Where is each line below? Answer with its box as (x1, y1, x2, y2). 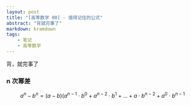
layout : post (6, 8, 40, 15)
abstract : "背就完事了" (6, 20, 62, 26)
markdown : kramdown (6, 25, 56, 32)
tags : (6, 32, 20, 38)
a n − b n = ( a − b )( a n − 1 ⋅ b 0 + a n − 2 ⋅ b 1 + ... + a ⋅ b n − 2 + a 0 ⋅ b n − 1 (20, 91, 185, 99)
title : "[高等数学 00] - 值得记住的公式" (6, 15, 103, 21)
